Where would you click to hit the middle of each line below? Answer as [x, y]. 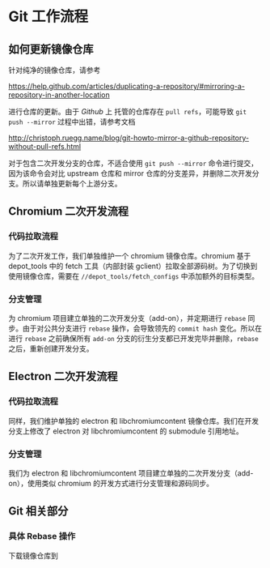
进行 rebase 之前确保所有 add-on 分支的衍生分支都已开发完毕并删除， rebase [133, 338]
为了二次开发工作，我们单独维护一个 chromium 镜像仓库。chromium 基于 [130, 255]
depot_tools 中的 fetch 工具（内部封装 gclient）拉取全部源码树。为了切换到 [133, 266]
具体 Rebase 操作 [42, 536]
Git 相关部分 [38, 511]
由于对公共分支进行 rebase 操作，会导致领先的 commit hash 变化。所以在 [142, 328]
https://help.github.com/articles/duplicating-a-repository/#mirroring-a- [127, 86]
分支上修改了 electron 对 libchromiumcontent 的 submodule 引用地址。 [126, 431]
